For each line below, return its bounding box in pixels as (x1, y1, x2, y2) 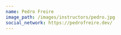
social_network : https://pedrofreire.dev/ (5, 20, 113, 26)
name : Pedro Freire (5, 8, 54, 15)
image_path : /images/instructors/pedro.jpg (5, 14, 116, 20)
